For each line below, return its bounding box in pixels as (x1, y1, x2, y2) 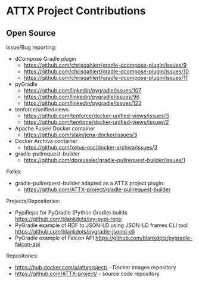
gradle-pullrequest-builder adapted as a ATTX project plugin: (14, 180, 165, 186)
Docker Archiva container (14, 138, 78, 144)
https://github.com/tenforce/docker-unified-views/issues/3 (23, 112, 169, 119)
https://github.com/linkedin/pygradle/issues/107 (23, 87, 142, 94)
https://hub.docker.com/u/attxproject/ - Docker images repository (14, 264, 177, 270)
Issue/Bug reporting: (6, 43, 57, 51)
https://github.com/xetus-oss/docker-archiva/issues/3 (23, 144, 158, 151)
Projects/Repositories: (6, 198, 61, 204)
